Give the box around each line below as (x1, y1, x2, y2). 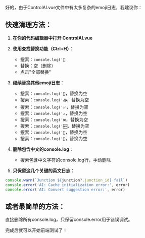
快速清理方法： (5, 21, 52, 29)
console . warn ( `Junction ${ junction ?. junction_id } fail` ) (5, 177, 128, 183)
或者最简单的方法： (5, 202, 65, 211)
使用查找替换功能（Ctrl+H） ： (12, 45, 74, 51)
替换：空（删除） (20, 63, 56, 69)
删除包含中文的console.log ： (12, 146, 74, 152)
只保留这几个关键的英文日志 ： (12, 167, 75, 173)
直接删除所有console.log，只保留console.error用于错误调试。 (5, 216, 133, 223)
